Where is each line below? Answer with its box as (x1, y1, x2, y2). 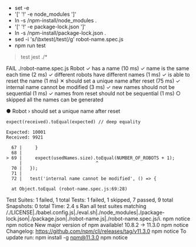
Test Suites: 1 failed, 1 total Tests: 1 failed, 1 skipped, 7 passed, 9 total (6, 196, 174, 203)
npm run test (14, 42, 46, 49)
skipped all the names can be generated (6, 96, 104, 103)
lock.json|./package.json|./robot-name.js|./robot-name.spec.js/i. (6, 215, 162, 222)
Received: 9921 (6, 134, 44, 140)
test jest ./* (20, 54, 48, 60)
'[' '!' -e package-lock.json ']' (14, 23, 86, 30)
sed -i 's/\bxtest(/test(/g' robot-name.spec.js (14, 36, 124, 42)
